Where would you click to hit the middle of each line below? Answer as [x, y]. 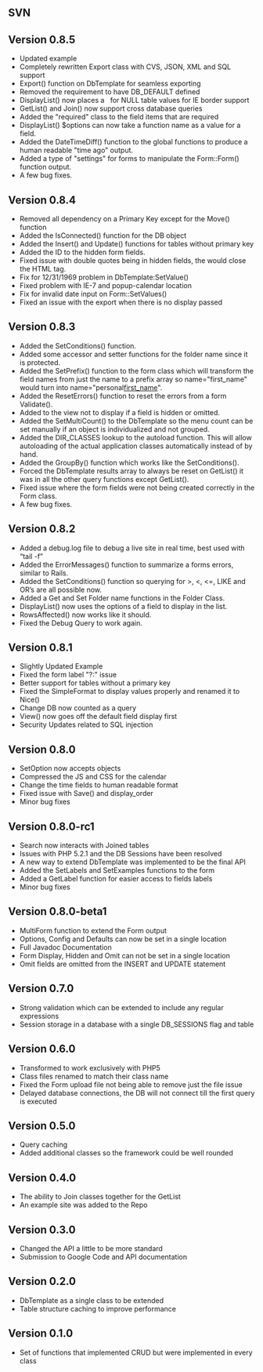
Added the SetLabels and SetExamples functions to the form [117, 870]
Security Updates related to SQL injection [86, 724]
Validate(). [36, 404]
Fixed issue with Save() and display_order [86, 794]
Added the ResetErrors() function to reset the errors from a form [123, 396]
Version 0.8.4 [42, 200]
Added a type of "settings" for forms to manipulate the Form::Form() [130, 159]
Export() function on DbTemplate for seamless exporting [110, 84]
